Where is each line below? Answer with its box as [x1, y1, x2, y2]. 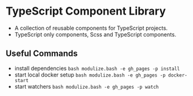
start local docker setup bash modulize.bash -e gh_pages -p [14, 71, 166, 78]
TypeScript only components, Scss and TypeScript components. [14, 30, 177, 38]
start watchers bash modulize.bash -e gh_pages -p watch [14, 83, 159, 90]
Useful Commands [5, 49, 78, 59]
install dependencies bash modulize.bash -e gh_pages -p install [14, 64, 180, 72]
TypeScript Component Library [5, 4, 166, 18]
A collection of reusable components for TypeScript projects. [14, 24, 168, 32]
